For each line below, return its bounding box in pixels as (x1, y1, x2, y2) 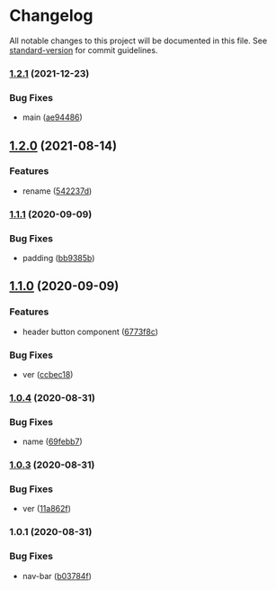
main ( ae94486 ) (22, 112, 83, 123)
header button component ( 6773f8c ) (22, 326, 159, 337)
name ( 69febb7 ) (22, 436, 83, 447)
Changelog (9, 5, 93, 26)
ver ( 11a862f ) (22, 504, 72, 514)
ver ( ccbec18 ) (22, 369, 74, 380)
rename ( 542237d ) (22, 186, 93, 196)
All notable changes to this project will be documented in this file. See (9, 35, 268, 46)
